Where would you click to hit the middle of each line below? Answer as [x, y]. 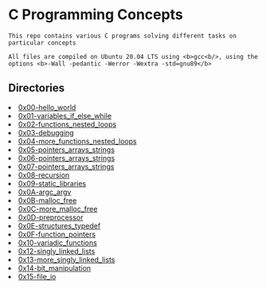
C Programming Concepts [96, 15]
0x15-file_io [37, 276]
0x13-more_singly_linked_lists [67, 260]
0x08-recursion [44, 175]
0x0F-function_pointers [57, 234]
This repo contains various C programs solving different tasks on [123, 36]
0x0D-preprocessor [51, 217]
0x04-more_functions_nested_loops [78, 141]
